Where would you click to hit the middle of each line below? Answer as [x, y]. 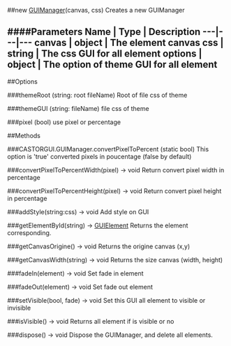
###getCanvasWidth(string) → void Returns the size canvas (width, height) [115, 259]
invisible [19, 308]
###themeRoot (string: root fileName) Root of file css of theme [97, 95]
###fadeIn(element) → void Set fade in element [76, 273]
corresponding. [29, 232]
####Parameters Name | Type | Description [104, 32]
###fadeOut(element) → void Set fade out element [80, 287]
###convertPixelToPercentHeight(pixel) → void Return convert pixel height [114, 190]
